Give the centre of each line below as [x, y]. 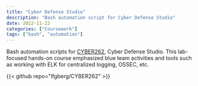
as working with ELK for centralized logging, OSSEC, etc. [78, 65]
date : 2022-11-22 [28, 23]
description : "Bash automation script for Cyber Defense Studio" [91, 18]
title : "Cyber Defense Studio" [46, 12]
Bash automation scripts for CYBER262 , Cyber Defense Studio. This [91, 51]
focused [17, 58]
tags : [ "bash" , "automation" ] [45, 35]
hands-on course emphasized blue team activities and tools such [110, 58]
